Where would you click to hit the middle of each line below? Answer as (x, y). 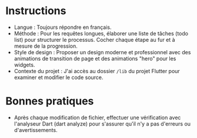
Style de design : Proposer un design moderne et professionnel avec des (102, 52)
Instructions (36, 11)
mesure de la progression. (46, 46)
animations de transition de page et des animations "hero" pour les (95, 58)
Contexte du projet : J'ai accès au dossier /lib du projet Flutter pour (97, 71)
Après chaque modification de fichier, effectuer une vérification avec (97, 117)
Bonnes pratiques (50, 101)
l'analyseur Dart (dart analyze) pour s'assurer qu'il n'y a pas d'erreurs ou (102, 124)
